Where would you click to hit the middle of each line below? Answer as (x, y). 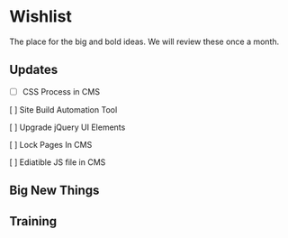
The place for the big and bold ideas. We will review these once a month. (144, 41)
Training (33, 221)
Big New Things (54, 191)
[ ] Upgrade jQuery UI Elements (67, 127)
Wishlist (40, 17)
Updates (34, 70)
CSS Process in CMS (61, 91)
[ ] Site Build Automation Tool (63, 109)
